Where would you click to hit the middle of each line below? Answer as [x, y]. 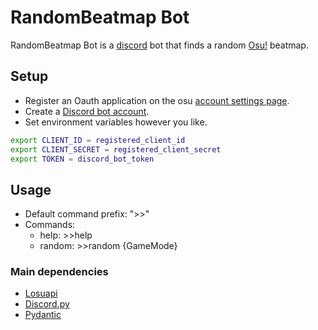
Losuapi [41, 293]
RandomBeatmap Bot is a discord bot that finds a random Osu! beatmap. [159, 45]
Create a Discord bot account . [87, 111]
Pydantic [43, 315]
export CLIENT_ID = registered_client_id [98, 140]
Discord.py [47, 304]
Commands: [50, 225]
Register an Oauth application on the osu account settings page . [157, 100]
